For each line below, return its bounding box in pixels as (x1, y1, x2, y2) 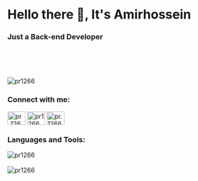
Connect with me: (7, 95, 71, 105)
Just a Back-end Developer (7, 32, 103, 42)
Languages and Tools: (7, 135, 85, 145)
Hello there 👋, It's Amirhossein (7, 6, 192, 23)
